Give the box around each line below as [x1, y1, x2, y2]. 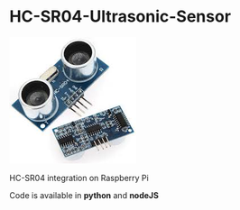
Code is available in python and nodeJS [9, 189, 160, 200]
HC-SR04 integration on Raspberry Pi [9, 172, 149, 183]
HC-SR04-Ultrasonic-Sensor [9, 6, 232, 27]
